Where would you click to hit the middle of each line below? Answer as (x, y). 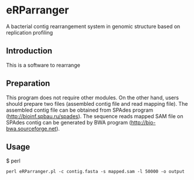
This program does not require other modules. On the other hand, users (93, 98)
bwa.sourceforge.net (31, 129)
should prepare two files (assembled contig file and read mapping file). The (97, 103)
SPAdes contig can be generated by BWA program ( (69, 122)
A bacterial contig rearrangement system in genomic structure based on (93, 26)
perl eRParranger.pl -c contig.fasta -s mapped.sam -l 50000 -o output (95, 172)
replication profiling (30, 32)
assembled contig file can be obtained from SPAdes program (80, 110)
